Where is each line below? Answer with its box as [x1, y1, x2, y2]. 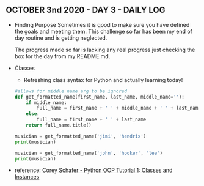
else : [26, 111, 40, 117]
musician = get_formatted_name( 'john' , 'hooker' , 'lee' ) [14, 150, 163, 156]
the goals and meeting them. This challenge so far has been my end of [14, 28, 193, 35]
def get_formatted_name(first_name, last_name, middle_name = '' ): [14, 94, 184, 100]
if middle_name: [26, 99, 67, 106]
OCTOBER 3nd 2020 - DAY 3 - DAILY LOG [5, 5, 166, 15]
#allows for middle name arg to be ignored [14, 88, 128, 94]
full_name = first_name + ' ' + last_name [37, 116, 147, 123]
